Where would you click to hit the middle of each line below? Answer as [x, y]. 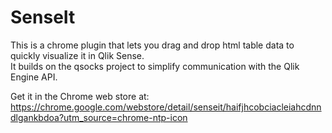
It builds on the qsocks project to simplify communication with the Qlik [155, 66]
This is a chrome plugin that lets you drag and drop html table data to [152, 45]
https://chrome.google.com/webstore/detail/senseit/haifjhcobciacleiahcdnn [166, 107]
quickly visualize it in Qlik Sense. [77, 55]
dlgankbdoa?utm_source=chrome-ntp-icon [99, 117]
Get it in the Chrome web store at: [80, 96]
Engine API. [34, 77]
